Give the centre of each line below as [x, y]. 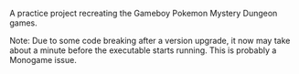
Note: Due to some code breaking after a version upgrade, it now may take [150, 41]
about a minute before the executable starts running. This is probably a [143, 50]
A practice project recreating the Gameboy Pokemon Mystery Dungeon [144, 13]
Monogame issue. [43, 60]
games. [24, 23]
